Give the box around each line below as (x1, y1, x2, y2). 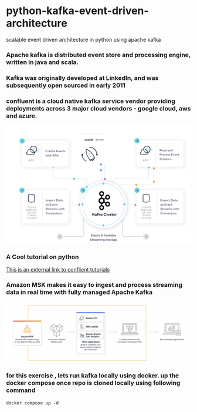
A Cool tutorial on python (6, 253, 79, 261)
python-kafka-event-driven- (6, 4, 149, 18)
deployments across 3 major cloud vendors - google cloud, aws (6, 104, 191, 112)
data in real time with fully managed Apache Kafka (6, 288, 153, 296)
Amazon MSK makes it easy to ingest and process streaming (6, 281, 183, 289)
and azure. (6, 112, 38, 120)
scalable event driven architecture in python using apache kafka (6, 36, 161, 43)
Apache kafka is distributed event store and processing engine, (6, 51, 191, 59)
